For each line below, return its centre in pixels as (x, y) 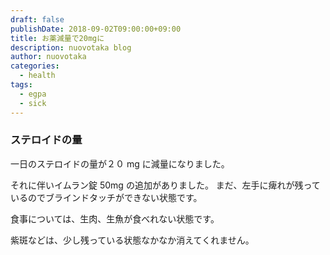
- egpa (33, 94)
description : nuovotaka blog (71, 47)
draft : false (37, 19)
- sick (33, 103)
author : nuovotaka (48, 57)
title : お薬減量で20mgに (57, 38)
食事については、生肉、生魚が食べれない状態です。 (115, 218)
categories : (35, 66)
